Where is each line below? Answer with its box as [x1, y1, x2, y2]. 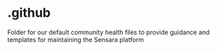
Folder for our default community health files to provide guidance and [7, 28, 210, 36]
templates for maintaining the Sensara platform [7, 35, 144, 43]
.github [7, 5, 51, 21]
